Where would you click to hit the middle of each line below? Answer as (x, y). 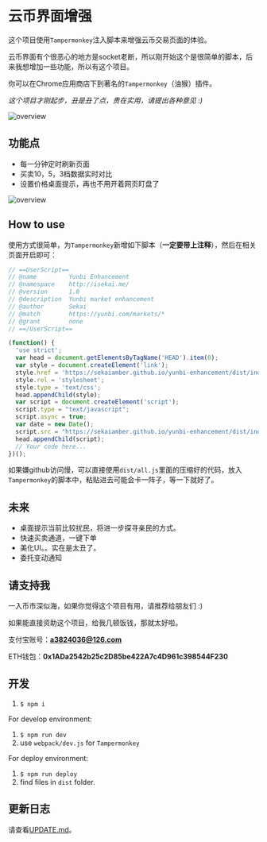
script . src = (37, 431)
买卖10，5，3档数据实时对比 (66, 174)
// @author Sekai (48, 307)
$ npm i (32, 704)
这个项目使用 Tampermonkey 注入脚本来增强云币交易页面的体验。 (110, 40)
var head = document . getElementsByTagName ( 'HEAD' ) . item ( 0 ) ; (117, 358)
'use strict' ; (39, 350)
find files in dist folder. (57, 782)
